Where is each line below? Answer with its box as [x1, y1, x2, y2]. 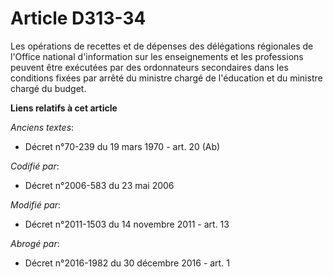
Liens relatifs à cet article [10, 102, 118, 114]
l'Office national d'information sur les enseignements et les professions [10, 50, 304, 62]
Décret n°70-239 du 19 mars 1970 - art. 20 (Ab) [24, 140, 221, 152]
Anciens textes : [10, 121, 75, 133]
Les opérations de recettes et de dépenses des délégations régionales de [10, 40, 314, 52]
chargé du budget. [10, 82, 87, 94]
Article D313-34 [10, 7, 147, 30]
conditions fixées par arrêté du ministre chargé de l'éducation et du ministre [10, 72, 323, 84]
